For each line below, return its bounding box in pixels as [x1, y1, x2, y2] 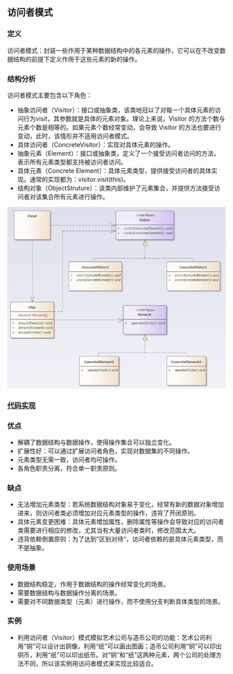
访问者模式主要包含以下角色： [7, 91, 92, 99]
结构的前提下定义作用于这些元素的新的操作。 [12, 55, 141, 63]
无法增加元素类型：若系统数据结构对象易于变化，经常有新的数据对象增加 [17, 500, 224, 509]
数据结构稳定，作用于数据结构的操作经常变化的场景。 [17, 580, 170, 588]
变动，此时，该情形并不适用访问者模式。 [17, 131, 133, 140]
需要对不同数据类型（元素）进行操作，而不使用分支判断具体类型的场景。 [17, 597, 224, 605]
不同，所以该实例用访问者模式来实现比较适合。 [23, 659, 157, 668]
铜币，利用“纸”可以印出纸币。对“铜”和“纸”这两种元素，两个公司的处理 [17, 650, 216, 659]
